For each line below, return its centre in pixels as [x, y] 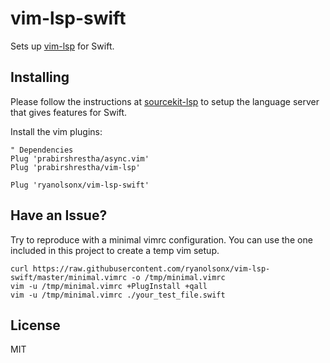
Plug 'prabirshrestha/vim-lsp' [75, 167]
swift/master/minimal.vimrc [69, 277]
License [35, 325]
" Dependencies [42, 150]
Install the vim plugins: [56, 131]
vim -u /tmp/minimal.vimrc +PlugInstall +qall [109, 286]
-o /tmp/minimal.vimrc [178, 277]
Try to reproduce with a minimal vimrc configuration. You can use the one [161, 239]
